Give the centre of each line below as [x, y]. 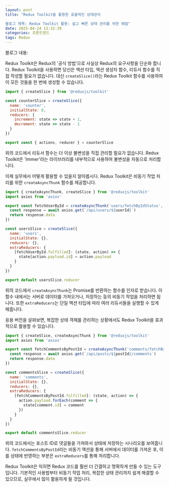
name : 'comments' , [29, 377]
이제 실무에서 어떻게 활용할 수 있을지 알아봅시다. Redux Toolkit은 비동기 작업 [80, 176]
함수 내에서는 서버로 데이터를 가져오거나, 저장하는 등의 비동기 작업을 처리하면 [80, 296]
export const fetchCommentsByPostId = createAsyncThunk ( [66, 349]
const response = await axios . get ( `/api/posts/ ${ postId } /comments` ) [83, 354]
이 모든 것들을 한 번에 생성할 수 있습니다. [45, 82]
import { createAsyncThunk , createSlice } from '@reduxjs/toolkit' [77, 192]
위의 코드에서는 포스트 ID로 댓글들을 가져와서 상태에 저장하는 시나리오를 [75, 443]
